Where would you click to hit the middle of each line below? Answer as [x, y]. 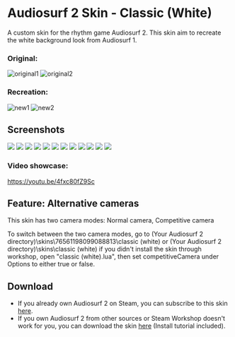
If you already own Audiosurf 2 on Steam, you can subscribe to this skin [122, 303]
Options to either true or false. [51, 264]
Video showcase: [38, 166]
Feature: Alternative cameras [73, 204]
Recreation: [28, 92]
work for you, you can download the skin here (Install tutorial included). [121, 326]
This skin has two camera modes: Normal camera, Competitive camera [111, 220]
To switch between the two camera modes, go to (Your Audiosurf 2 [105, 234]
